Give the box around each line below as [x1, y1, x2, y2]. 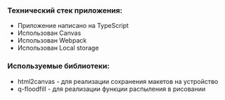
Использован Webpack [17, 36, 87, 45]
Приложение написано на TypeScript [17, 22, 129, 30]
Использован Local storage [17, 44, 99, 52]
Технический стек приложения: [7, 6, 123, 15]
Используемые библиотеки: [7, 62, 110, 71]
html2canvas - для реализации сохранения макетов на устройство [17, 77, 219, 85]
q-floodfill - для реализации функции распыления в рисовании [17, 85, 206, 93]
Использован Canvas [17, 29, 82, 37]
